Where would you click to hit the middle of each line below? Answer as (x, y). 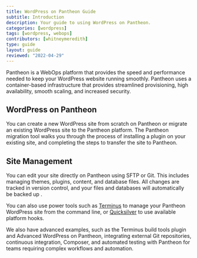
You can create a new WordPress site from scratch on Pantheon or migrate (97, 124)
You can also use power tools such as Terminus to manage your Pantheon (96, 206)
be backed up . (24, 194)
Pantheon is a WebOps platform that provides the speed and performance (96, 72)
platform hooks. (25, 218)
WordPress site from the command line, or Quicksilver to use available (91, 212)
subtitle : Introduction (35, 17)
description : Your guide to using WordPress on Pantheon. (79, 22)
